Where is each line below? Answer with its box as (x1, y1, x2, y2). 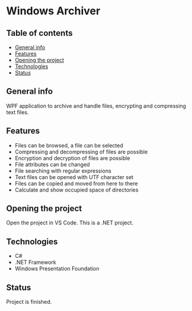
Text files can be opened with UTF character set (14, 173, 134, 180)
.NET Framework (14, 258, 57, 266)
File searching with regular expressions (14, 167, 112, 174)
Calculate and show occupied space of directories (14, 186, 139, 193)
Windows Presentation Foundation (14, 265, 100, 272)
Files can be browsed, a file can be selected (14, 141, 123, 149)
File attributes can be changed (14, 161, 91, 168)
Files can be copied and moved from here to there (14, 180, 138, 187)
